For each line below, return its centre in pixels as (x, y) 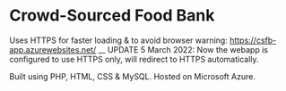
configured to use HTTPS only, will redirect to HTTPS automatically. (134, 59)
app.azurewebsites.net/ (53, 49)
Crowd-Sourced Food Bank (112, 16)
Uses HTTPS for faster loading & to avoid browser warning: (119, 40)
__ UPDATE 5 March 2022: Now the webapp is (183, 49)
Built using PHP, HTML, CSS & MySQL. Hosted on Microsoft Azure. (132, 76)
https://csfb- (253, 40)
